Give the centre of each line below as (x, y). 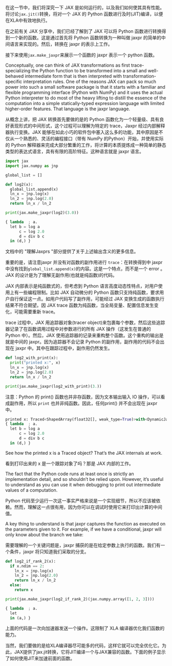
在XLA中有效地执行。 (28, 20)
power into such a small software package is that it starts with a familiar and (85, 87)
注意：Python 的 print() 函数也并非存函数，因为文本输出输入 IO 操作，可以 (83, 397)
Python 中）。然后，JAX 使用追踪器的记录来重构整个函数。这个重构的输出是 (84, 335)
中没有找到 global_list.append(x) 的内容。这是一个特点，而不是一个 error (82, 269)
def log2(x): (19, 184)
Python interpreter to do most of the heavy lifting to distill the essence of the (86, 98)
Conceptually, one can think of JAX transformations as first (68, 65)
